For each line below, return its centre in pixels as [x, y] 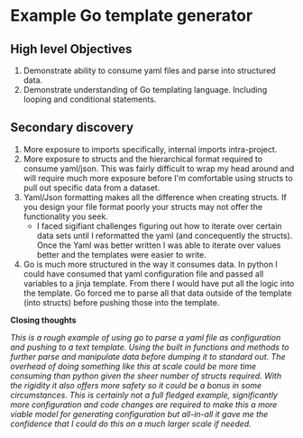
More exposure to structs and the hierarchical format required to [143, 159]
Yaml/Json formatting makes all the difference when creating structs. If [155, 197]
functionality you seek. [66, 216]
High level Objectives [71, 49]
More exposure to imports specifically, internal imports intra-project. [150, 149]
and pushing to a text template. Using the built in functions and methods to [150, 347]
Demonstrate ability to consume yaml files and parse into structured [149, 70]
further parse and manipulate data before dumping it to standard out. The [148, 356]
